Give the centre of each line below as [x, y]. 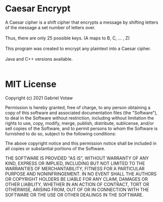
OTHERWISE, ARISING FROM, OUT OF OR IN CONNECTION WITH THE [77, 189]
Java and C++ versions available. [39, 59]
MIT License [31, 84]
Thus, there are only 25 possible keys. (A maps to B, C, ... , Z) [67, 38]
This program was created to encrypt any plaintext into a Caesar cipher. [78, 48]
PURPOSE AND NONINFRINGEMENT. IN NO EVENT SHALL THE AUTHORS [81, 174]
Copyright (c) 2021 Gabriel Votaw [39, 98]
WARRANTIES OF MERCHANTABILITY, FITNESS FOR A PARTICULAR [75, 168]
